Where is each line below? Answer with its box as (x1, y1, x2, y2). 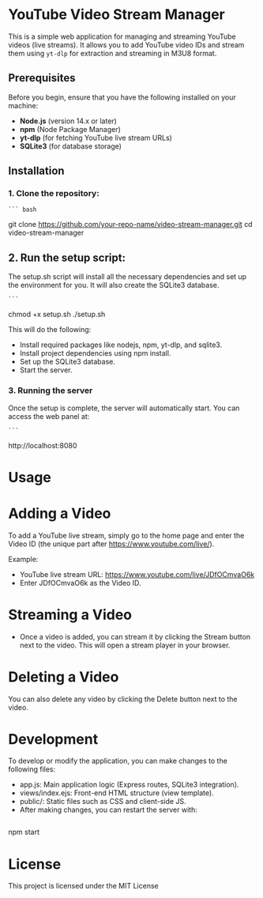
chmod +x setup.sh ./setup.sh (8, 310, 106, 319)
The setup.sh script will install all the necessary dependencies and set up (8, 272, 247, 281)
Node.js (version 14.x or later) (19, 116, 117, 126)
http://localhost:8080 (8, 440, 77, 450)
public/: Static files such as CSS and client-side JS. (19, 797, 187, 806)
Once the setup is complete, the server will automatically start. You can (8, 403, 240, 413)
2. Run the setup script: (8, 251, 126, 264)
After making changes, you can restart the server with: (19, 805, 197, 815)
